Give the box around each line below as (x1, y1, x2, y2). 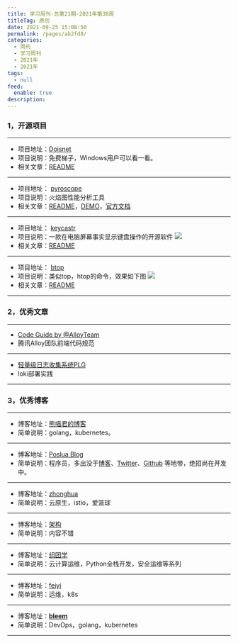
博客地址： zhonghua (17, 489, 79, 498)
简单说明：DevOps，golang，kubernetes (17, 620, 138, 629)
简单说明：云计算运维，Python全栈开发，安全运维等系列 (17, 559, 182, 568)
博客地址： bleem (17, 611, 68, 620)
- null (13, 76, 33, 84)
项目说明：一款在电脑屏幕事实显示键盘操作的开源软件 (17, 233, 174, 241)
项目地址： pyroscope (17, 184, 82, 193)
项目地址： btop (17, 263, 64, 272)
